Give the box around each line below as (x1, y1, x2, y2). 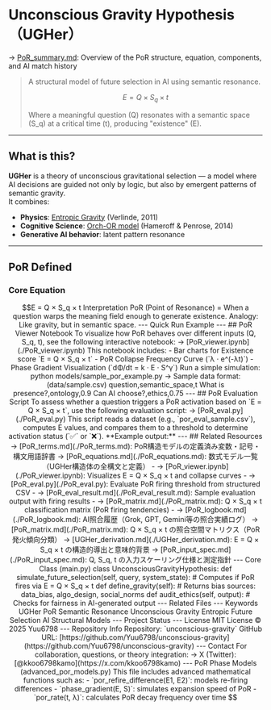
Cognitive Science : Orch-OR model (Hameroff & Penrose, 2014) (19, 220, 234, 231)
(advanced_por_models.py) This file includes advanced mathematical (19, 667, 252, 677)
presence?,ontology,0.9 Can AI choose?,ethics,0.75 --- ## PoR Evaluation (13, 389, 258, 399)
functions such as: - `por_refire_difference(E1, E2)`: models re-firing (23, 675, 248, 685)
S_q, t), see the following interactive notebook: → (21, 337, 185, 347)
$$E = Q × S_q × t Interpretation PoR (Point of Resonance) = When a (22, 303, 249, 312)
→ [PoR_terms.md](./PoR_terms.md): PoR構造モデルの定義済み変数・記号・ (10, 441, 261, 451)
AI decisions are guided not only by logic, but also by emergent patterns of (8, 179, 256, 189)
